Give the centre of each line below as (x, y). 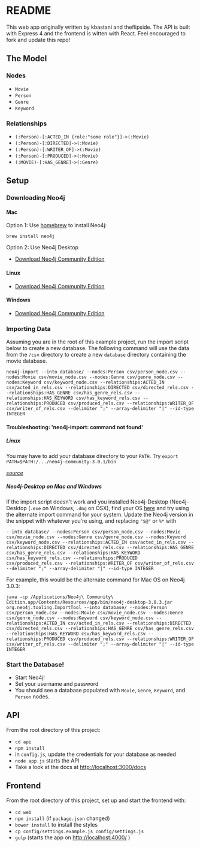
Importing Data (28, 328)
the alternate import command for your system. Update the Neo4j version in (100, 514)
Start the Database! (35, 664)
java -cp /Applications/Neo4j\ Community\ (60, 597)
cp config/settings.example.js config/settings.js (79, 831)
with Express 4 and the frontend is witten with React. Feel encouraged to (96, 33)
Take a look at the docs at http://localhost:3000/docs (81, 767)
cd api (23, 742)
